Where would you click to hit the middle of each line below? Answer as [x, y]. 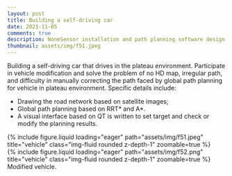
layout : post [26, 14]
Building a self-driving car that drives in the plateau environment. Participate [116, 66]
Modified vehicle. [32, 167]
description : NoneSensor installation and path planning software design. [118, 40]
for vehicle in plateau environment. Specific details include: [92, 88]
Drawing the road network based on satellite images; [93, 101]
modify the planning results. [57, 123]
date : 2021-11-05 [32, 26]
